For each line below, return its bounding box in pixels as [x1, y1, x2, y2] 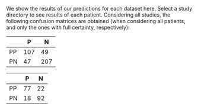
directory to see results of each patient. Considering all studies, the [6, 11, 171, 18]
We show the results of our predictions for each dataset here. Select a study [6, 5, 193, 12]
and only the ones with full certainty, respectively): [6, 24, 130, 31]
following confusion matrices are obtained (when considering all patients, [6, 18, 186, 24]
